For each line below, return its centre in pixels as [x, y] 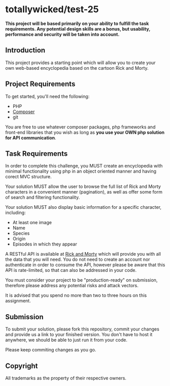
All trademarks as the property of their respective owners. [66, 378]
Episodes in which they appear [45, 244]
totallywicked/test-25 [52, 9]
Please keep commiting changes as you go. [51, 350]
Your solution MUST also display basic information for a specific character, [83, 207]
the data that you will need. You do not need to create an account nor [78, 259]
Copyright [22, 366]
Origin [19, 239]
